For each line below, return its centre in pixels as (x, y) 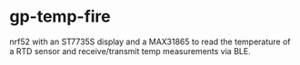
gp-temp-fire (60, 17)
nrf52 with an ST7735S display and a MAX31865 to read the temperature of (150, 42)
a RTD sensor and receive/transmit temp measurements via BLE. (130, 51)
